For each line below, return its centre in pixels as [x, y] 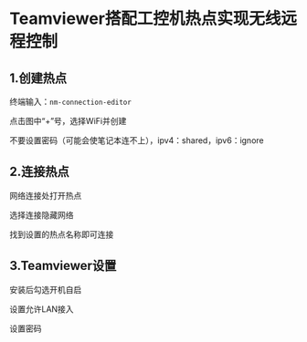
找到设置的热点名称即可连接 [62, 234]
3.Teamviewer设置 [63, 266]
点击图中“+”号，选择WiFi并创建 [68, 121]
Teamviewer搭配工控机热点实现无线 [145, 19]
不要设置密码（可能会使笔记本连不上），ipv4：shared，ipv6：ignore [137, 140]
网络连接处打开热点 [46, 195]
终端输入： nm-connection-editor [71, 102]
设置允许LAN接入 [42, 309]
